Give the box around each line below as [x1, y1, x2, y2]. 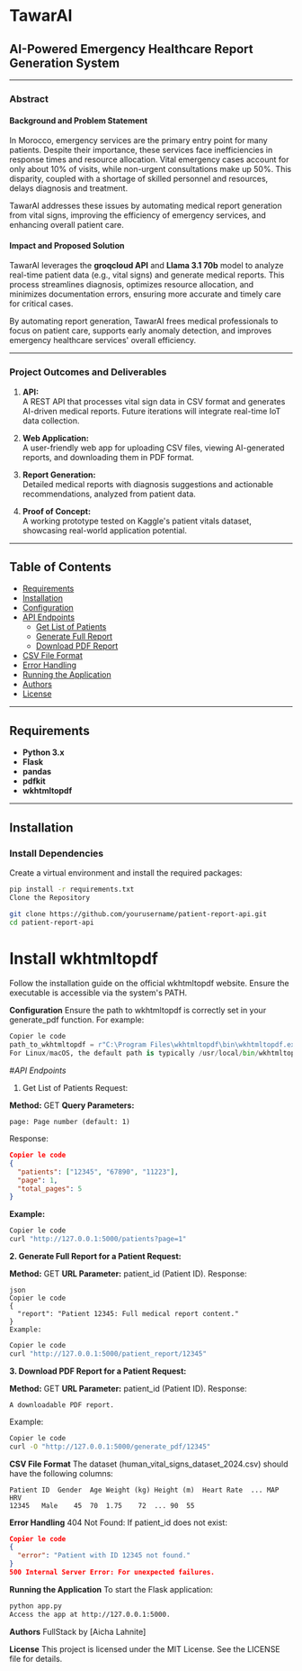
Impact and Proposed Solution [9, 240, 125, 250]
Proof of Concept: [22, 505, 92, 516]
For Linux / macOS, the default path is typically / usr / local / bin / [9, 1049, 259, 1058]
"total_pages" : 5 [17, 1184, 83, 1194]
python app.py [9, 1601, 63, 1611]
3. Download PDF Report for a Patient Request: [9, 1366, 187, 1376]
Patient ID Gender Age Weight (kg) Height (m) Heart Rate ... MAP [9, 1485, 280, 1494]
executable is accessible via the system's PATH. [9, 987, 188, 998]
